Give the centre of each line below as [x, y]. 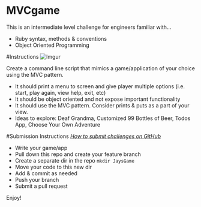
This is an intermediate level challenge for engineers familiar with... [89, 27]
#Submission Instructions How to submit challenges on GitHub [84, 136]
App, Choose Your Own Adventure [58, 124]
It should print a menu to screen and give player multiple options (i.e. [100, 86]
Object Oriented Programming [52, 45]
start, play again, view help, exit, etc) [60, 92]
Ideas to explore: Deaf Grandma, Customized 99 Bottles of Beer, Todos [103, 118]
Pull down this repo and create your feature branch [78, 154]
